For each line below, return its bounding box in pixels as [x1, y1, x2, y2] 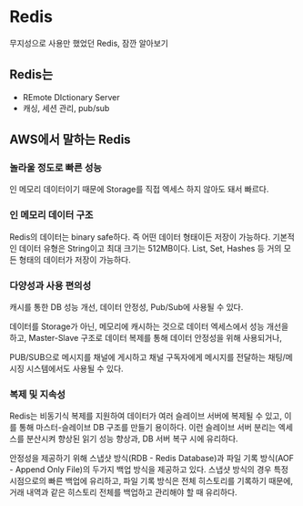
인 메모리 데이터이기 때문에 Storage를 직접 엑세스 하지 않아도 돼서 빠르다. [9, 184, 269, 195]
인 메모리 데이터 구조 [9, 209, 94, 222]
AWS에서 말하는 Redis [9, 132, 131, 148]
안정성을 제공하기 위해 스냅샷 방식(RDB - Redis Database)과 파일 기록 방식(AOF [9, 453, 294, 464]
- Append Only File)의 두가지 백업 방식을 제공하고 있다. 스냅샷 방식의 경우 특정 [9, 464, 289, 475]
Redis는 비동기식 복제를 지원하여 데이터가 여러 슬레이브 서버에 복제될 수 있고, [9, 410, 283, 421]
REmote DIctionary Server [22, 91, 120, 102]
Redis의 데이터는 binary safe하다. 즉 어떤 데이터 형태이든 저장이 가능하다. [9, 231, 271, 243]
